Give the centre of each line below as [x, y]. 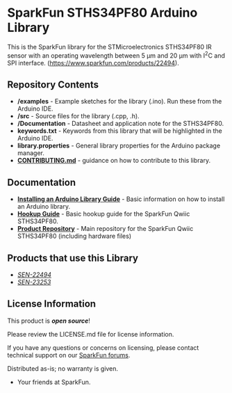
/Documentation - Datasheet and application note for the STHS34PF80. [121, 124]
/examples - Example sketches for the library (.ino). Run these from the [119, 102]
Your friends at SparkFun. [54, 382]
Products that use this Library [73, 258]
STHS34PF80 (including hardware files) [74, 236]
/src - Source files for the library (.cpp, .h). [78, 116]
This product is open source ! [49, 321]
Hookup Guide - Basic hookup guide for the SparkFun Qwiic [103, 214]
